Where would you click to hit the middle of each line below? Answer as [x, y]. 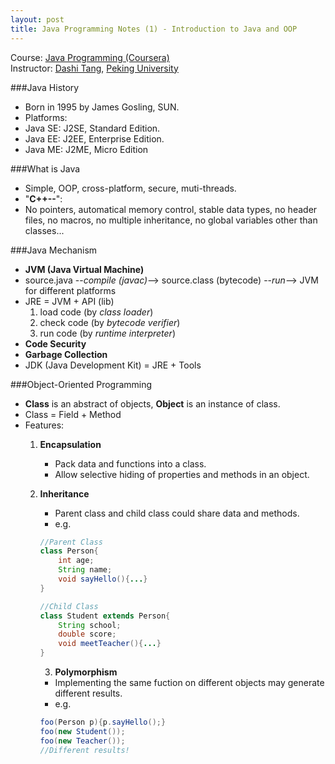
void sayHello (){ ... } [103, 579]
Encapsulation [70, 444]
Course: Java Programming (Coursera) [90, 57]
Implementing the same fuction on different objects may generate [189, 682]
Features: [44, 425]
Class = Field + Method [73, 414]
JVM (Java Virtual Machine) [84, 269]
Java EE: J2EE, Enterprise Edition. [94, 138]
